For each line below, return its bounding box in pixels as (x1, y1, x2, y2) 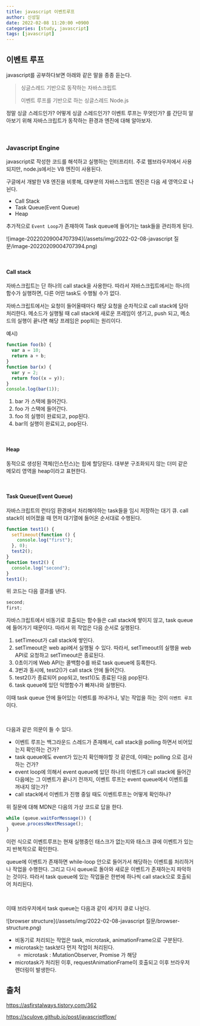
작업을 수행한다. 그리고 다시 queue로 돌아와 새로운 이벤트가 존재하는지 (12, 866, 176, 873)
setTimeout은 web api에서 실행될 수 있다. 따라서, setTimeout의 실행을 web (14, 644, 192, 651)
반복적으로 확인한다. (12, 845, 59, 852)
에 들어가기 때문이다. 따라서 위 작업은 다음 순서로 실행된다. (6, 624, 141, 631)
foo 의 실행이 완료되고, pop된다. (14, 413, 90, 420)
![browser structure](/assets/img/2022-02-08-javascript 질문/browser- (6, 917, 180, 925)
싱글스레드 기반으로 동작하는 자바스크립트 (20, 84, 117, 91)
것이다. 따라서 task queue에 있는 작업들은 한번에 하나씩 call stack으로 (12, 873, 176, 880)
